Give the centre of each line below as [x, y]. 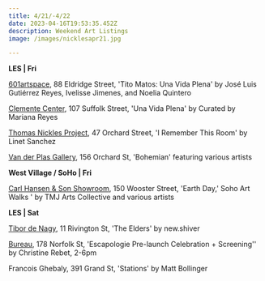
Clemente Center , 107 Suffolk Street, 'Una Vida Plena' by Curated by [122, 109]
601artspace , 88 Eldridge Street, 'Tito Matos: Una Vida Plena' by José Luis [132, 84]
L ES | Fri [22, 69]
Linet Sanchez [32, 142]
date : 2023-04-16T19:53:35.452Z [63, 23]
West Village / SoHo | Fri [50, 173]
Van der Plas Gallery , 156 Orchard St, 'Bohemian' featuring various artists [130, 157]
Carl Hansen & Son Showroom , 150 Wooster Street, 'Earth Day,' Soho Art [129, 189]
